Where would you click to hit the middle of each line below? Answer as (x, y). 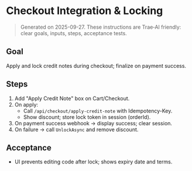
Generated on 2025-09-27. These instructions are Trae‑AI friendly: (101, 27)
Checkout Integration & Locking (85, 11)
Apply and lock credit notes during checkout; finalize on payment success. (96, 66)
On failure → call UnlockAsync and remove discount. (76, 129)
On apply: (26, 104)
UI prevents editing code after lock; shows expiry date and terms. (93, 162)
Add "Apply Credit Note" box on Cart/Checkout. (72, 98)
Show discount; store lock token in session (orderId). (87, 117)
